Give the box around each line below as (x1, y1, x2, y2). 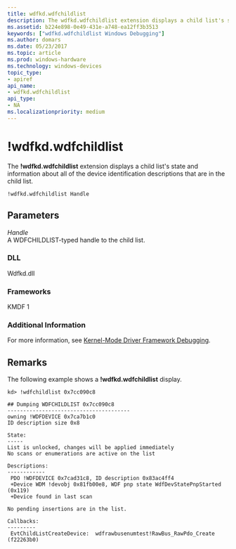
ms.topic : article (7, 50, 61, 57)
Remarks (7, 356, 48, 368)
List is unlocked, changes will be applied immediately (7, 444, 174, 451)
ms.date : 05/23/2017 (7, 43, 68, 50)
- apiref (7, 75, 33, 83)
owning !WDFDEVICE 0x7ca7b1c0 (7, 413, 96, 420)
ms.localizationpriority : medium (7, 108, 105, 115)
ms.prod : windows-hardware (7, 56, 86, 63)
